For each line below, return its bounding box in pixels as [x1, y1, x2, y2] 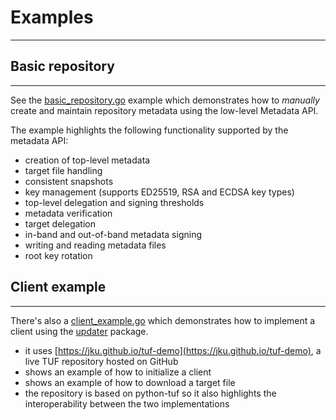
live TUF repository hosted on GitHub [24, 355, 179, 367]
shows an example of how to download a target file [24, 376, 236, 388]
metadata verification [24, 207, 113, 219]
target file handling [24, 164, 103, 176]
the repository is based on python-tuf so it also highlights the [24, 387, 277, 399]
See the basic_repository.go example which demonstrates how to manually [10, 94, 320, 106]
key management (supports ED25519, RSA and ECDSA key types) [24, 186, 295, 198]
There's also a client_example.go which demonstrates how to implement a [10, 314, 316, 326]
